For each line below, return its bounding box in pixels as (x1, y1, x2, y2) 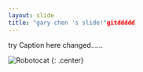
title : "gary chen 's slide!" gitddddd (8, 19, 135, 27)
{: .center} (50, 56, 84, 65)
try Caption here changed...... (8, 40, 104, 49)
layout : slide (8, 11, 55, 20)
